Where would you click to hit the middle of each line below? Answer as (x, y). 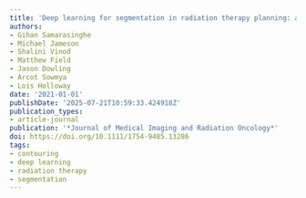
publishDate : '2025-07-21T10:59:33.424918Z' (95, 103)
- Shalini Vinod (40, 52)
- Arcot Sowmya (38, 78)
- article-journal (44, 120)
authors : (26, 26)
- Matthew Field (40, 60)
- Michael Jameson (44, 43)
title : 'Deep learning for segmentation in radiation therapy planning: (150, 18)
